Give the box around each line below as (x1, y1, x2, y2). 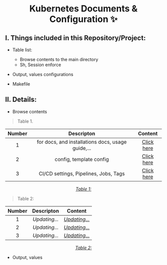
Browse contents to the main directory (19, 57, 98, 62)
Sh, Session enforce (19, 62, 61, 68)
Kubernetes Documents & (29, 3, 138, 14)
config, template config (54, 156, 109, 163)
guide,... (72, 145, 91, 152)
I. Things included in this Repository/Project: (5, 33, 146, 42)
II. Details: (5, 95, 37, 104)
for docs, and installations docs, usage (37, 138, 127, 145)
